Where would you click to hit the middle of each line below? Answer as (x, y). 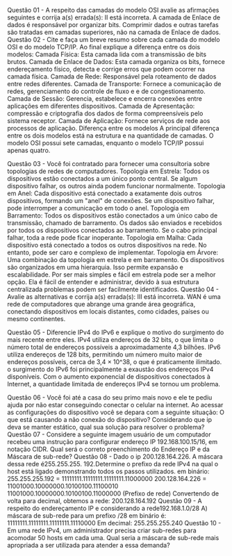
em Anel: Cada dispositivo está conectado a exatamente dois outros (105, 193)
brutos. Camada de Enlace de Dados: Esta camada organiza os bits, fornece (116, 62)
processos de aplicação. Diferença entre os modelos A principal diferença (114, 128)
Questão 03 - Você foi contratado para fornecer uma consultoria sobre (109, 164)
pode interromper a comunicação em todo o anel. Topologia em (98, 208)
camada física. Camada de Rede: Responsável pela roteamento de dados (112, 76)
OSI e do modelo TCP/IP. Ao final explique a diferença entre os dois (104, 47)
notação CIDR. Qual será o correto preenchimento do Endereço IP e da (108, 449)
